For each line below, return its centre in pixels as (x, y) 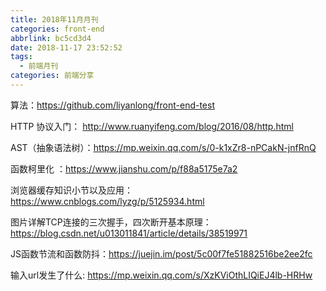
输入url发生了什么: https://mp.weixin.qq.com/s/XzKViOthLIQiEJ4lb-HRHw (161, 275)
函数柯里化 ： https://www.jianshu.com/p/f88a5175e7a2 (124, 168)
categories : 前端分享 (52, 76)
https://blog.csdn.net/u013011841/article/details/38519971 (129, 233)
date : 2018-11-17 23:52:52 (66, 47)
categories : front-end (57, 29)
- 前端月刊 (39, 66)
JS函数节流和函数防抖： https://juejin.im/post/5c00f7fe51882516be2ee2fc (161, 253)
